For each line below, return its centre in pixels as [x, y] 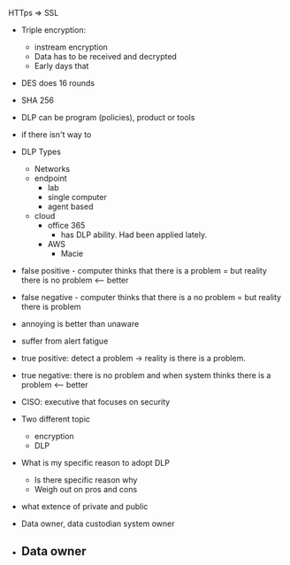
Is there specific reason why [86, 480]
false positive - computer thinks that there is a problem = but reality [144, 271]
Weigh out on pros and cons [86, 489]
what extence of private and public [84, 507]
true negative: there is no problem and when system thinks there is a [146, 375]
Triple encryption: [53, 30]
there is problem [51, 306]
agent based [70, 206]
